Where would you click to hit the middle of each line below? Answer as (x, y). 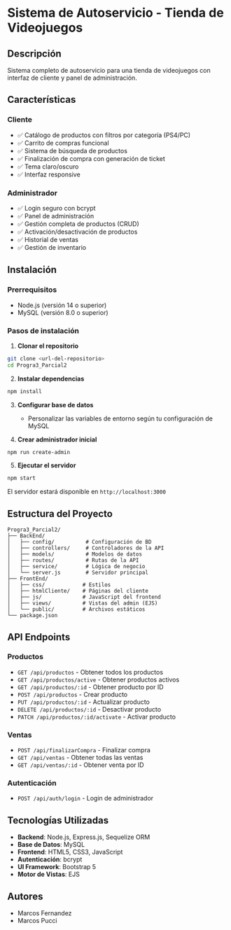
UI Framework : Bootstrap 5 (57, 867)
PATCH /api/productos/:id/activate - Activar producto (97, 717)
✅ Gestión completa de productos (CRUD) (78, 224)
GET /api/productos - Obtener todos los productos (90, 672)
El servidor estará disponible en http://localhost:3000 (87, 492)
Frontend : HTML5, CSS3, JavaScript (70, 852)
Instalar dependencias (51, 379)
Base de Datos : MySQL (51, 845)
